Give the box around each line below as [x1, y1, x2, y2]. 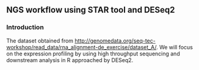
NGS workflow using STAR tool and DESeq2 [6, 5, 175, 15]
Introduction [6, 23, 44, 32]
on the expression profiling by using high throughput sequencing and [6, 50, 180, 57]
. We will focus [156, 43, 194, 51]
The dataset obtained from [6, 37, 74, 44]
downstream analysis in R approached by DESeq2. [6, 56, 134, 63]
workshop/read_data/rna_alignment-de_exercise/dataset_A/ [6, 43, 157, 51]
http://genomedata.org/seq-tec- [74, 37, 156, 44]
